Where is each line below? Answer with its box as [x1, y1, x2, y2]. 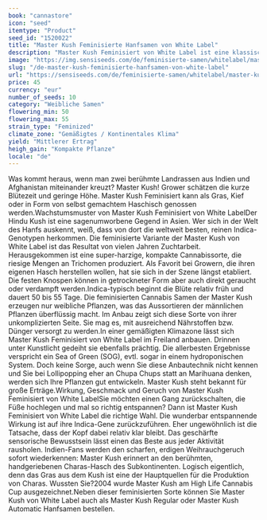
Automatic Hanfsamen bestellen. [8, 504, 115, 514]
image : [8, 57, 30, 65]
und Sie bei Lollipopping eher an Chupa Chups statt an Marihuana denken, [8, 369, 252, 378]
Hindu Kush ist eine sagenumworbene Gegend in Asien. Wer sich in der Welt [8, 217, 258, 226]
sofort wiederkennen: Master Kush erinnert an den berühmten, [8, 453, 213, 463]
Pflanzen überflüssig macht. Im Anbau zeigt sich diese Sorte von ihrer [8, 310, 237, 319]
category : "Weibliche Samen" [8, 100, 105, 108]
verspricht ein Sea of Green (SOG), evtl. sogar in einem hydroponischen [8, 352, 244, 362]
